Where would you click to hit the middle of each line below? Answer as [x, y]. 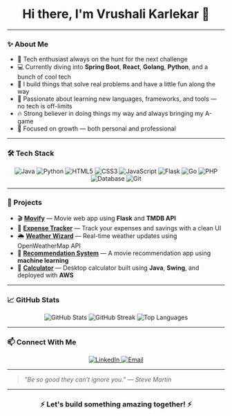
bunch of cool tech [44, 77]
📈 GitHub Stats [33, 299]
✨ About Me [28, 44]
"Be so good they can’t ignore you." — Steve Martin [98, 379]
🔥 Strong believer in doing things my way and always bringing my [110, 114]
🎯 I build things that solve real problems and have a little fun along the [116, 84]
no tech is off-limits [45, 106]
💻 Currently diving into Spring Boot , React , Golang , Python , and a [113, 67]
